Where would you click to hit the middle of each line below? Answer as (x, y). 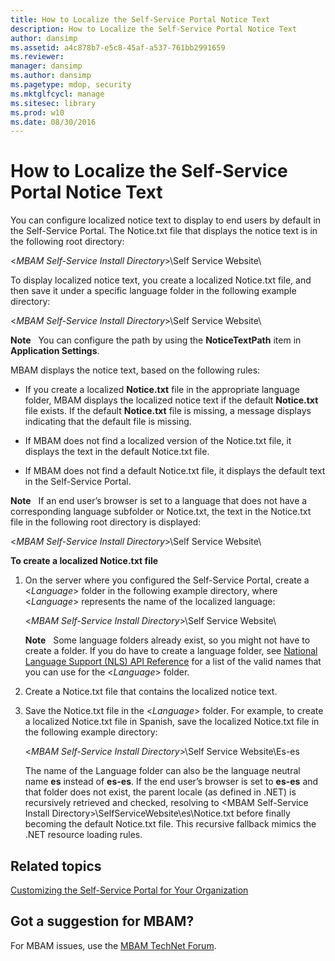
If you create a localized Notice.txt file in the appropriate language (162, 390)
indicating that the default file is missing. (108, 422)
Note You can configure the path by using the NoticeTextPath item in (156, 340)
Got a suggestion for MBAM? (102, 921)
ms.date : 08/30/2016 (53, 122)
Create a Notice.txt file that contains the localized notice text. (151, 692)
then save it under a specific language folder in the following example (153, 291)
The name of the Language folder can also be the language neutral (162, 771)
